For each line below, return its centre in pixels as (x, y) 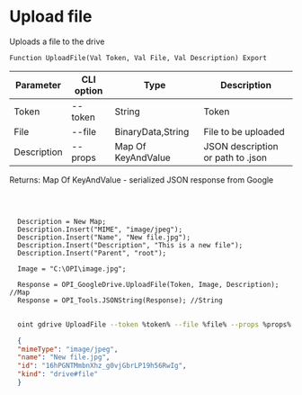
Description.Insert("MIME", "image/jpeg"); (100, 229)
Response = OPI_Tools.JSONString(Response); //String (120, 300)
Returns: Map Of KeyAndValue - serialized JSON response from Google (142, 180)
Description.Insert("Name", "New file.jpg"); (104, 237)
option (89, 90)
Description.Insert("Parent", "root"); (92, 253)
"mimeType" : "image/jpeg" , (68, 349)
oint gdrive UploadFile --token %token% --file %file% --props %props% (155, 324)
